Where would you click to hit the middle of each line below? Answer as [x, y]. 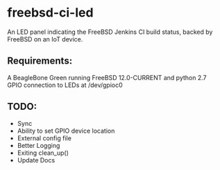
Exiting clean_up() [43, 153]
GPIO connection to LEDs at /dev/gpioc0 [65, 85]
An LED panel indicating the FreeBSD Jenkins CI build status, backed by [110, 32]
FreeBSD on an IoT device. [45, 39]
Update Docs [36, 160]
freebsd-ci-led [50, 13]
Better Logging [39, 145]
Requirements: [40, 61]
